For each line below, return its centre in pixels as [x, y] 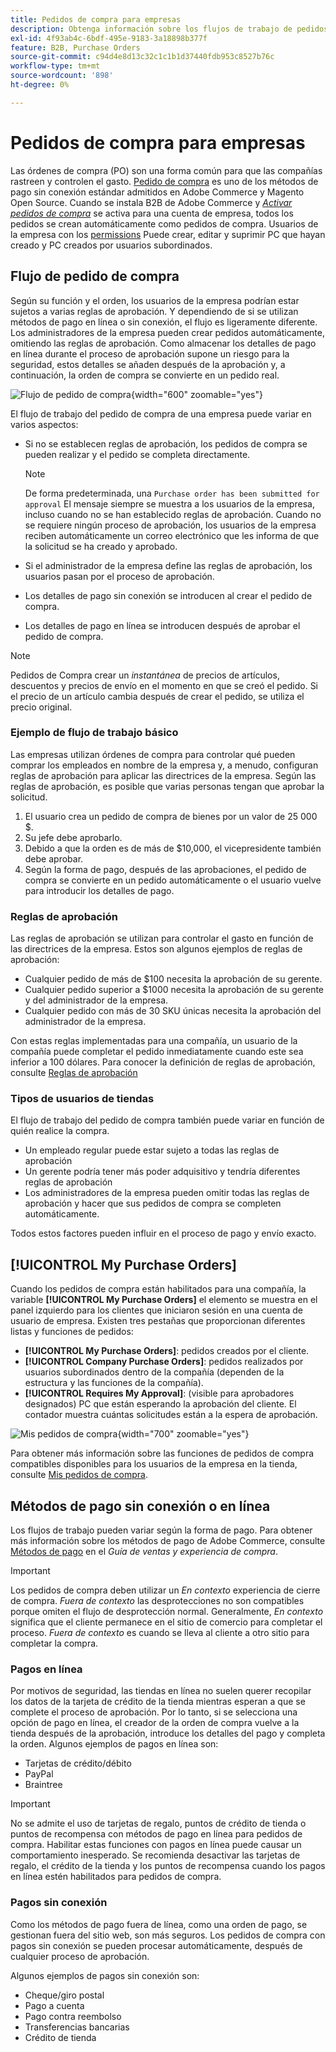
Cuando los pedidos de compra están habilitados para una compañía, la [158, 1289]
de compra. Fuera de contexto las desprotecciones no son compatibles [157, 1601]
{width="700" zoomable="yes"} [183, 1434]
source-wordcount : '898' [62, 76]
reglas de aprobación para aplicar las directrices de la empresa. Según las [163, 775]
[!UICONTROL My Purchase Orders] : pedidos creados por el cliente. [167, 1351]
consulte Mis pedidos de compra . [79, 1475]
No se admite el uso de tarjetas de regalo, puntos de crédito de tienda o [158, 1823]
